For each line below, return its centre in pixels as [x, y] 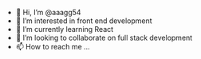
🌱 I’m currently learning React [65, 29]
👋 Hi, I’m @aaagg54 [48, 12]
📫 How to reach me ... [53, 47]
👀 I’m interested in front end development [84, 21]
